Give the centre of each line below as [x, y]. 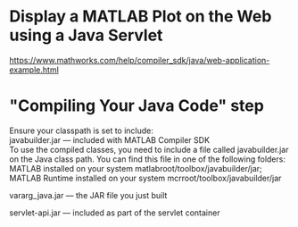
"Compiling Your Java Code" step [137, 106]
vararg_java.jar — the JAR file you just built [88, 195]
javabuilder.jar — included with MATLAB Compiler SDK [110, 139]
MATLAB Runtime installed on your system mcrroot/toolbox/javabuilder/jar [145, 178]
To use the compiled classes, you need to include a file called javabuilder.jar [149, 149]
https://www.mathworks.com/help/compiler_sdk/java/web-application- [140, 60]
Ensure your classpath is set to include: [82, 130]
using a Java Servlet [86, 35]
